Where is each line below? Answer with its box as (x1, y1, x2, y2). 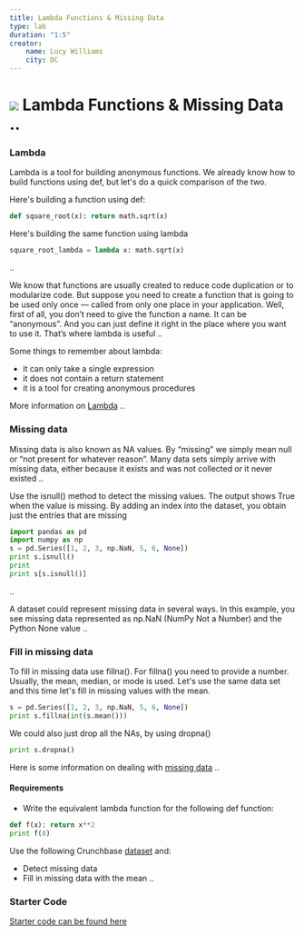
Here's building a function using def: (9, 194, 146, 205)
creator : (9, 38, 43, 48)
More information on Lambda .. (9, 401, 125, 412)
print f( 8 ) (9, 829, 51, 838)
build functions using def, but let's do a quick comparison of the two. (9, 176, 268, 187)
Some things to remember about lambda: (9, 346, 162, 357)
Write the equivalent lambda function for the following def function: (22, 802, 274, 813)
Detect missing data (22, 862, 98, 873)
